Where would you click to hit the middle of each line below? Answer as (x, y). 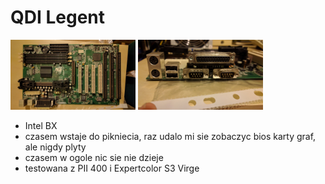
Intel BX (41, 126)
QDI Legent (58, 17)
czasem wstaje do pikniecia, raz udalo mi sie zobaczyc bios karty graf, (170, 137)
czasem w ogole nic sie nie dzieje (94, 158)
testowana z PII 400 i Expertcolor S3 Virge (112, 168)
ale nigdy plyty (55, 147)
